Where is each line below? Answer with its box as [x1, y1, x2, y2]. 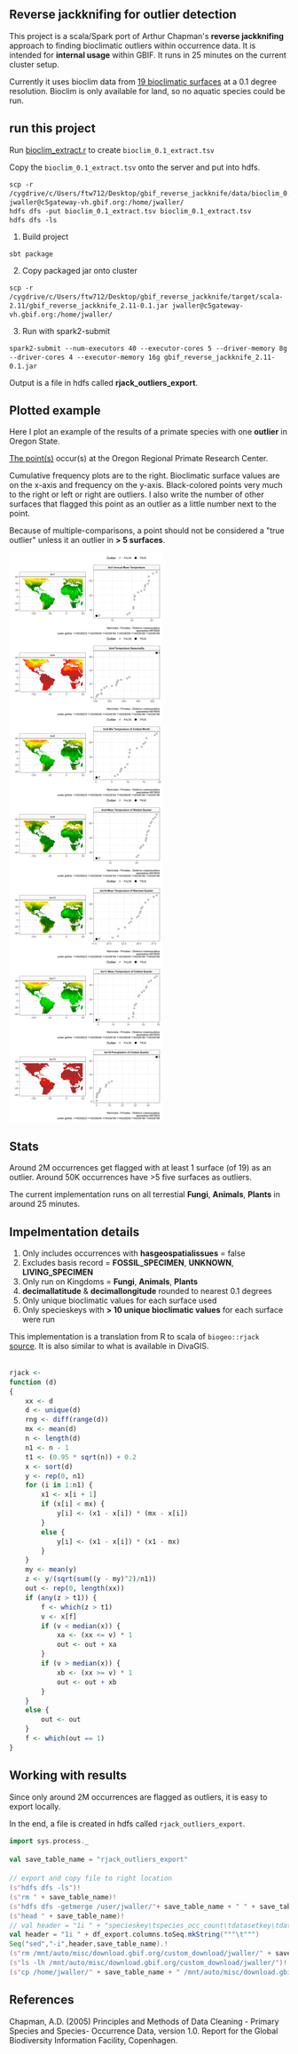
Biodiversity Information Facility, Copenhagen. [9, 2034, 178, 2045]
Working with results [9, 1768, 127, 1783]
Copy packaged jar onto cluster [21, 265, 137, 276]
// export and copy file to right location [9, 1874, 173, 1883]
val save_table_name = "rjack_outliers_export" [9, 1855, 189, 1865]
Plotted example [9, 404, 101, 419]
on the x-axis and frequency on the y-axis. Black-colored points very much [9, 480, 284, 491]
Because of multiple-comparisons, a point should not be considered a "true [9, 525, 286, 536]
